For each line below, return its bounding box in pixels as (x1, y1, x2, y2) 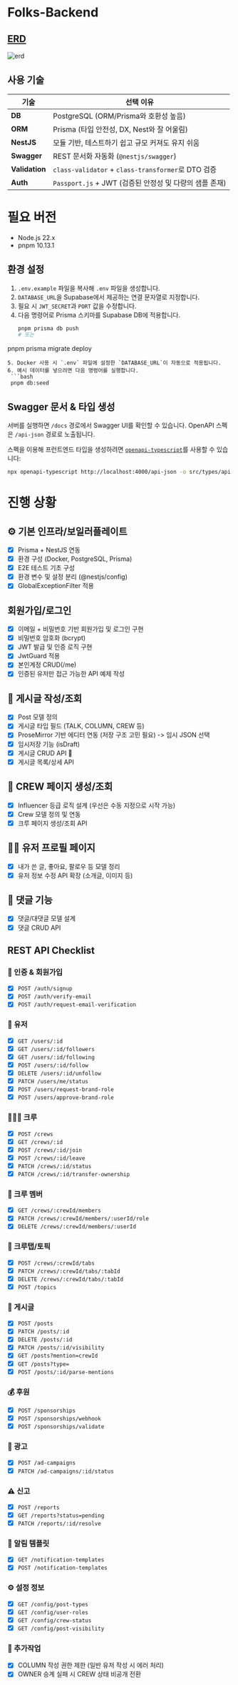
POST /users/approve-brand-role (17, 1094, 114, 1101)
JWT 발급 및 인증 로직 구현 (17, 642, 93, 651)
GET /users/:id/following (17, 1053, 95, 1061)
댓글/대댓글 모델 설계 (17, 914, 76, 923)
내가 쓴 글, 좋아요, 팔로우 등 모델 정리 (17, 862, 120, 870)
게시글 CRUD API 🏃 (17, 748, 73, 757)
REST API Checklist (7, 944, 95, 956)
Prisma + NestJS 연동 (17, 546, 81, 554)
